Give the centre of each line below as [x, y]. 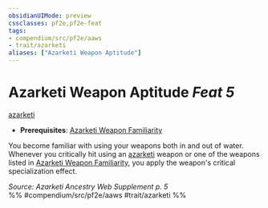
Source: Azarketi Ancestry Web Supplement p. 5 [88, 186]
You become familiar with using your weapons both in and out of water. [126, 146]
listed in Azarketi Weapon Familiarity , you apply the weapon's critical [122, 162]
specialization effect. [43, 171]
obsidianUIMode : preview [50, 16]
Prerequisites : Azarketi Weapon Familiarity [91, 130]
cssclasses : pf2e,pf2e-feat [55, 23]
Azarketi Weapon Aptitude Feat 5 [122, 92]
